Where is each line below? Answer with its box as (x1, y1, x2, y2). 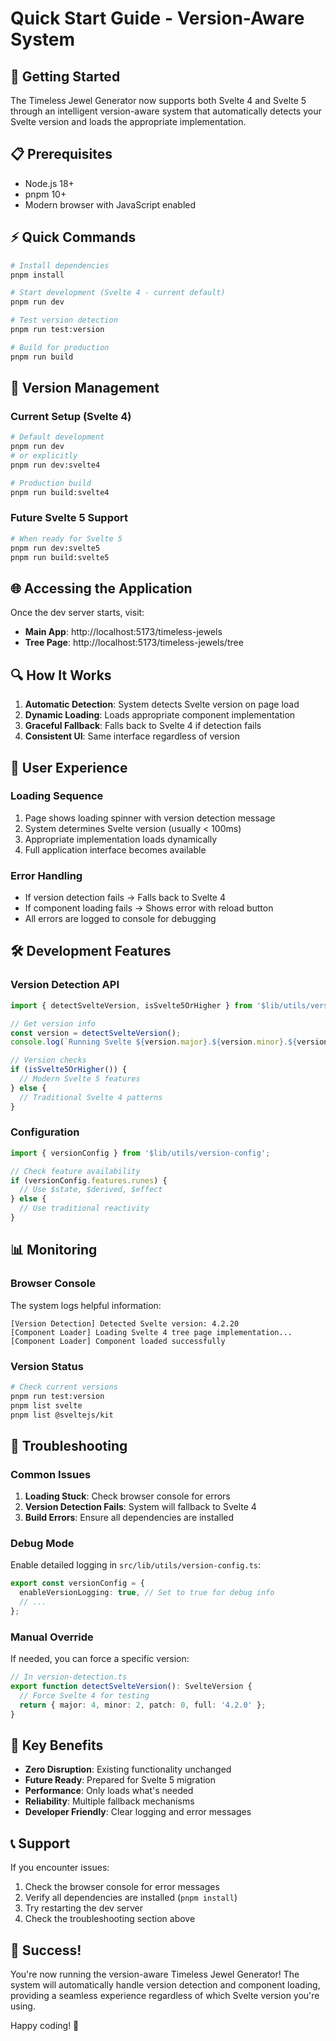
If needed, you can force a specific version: (10, 1653, 190, 1665)
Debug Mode (10, 1537, 75, 1551)
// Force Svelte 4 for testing (19, 1690, 150, 1701)
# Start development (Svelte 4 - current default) (10, 288, 226, 298)
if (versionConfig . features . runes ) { (10, 1175, 168, 1186)
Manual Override (10, 1630, 94, 1644)
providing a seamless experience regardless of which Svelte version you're (10, 1990, 320, 2002)
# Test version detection (10, 315, 118, 326)
